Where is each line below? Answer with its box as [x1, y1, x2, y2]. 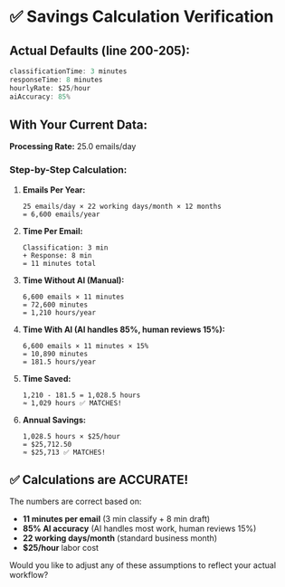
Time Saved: [22, 373, 71, 383]
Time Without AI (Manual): [22, 274, 125, 286]
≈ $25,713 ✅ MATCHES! [22, 448, 106, 457]
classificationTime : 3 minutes [9, 67, 128, 76]
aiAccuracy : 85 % [9, 92, 71, 101]
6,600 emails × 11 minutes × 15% [22, 341, 149, 350]
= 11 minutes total [22, 259, 97, 268]
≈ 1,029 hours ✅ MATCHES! [22, 398, 122, 408]
